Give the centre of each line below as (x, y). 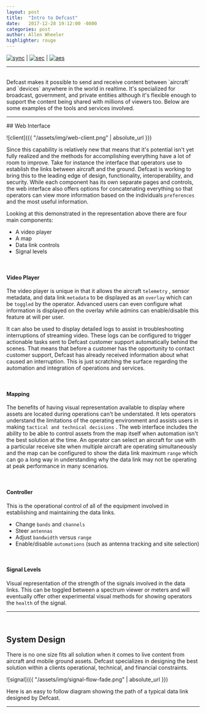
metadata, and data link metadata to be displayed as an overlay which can (99, 297)
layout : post (23, 12)
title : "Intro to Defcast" (42, 18)
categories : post (29, 29)
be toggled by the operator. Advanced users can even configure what (94, 304)
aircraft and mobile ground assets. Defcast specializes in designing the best (102, 661)
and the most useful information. (48, 202)
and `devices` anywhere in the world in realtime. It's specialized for (91, 89)
